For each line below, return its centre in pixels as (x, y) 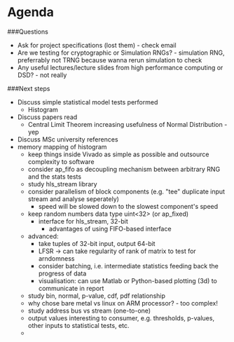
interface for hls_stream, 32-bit (83, 221)
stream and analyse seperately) (73, 199)
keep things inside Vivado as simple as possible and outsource (118, 154)
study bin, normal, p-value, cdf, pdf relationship (97, 296)
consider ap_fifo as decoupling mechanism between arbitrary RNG (124, 169)
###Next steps (29, 88)
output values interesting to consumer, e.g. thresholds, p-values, (121, 318)
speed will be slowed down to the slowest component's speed (128, 206)
